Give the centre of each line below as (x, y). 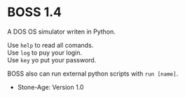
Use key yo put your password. (52, 59)
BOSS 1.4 (34, 12)
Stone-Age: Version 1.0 (50, 87)
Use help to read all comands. (50, 45)
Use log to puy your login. (45, 52)
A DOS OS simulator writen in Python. (61, 31)
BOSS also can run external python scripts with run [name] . (93, 73)
